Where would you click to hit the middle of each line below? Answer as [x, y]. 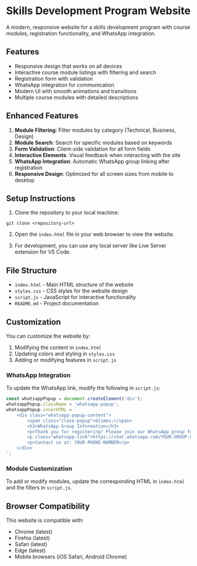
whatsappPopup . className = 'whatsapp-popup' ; [62, 404]
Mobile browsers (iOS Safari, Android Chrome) [71, 557]
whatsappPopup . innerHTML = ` [42, 410]
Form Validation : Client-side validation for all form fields [82, 149]
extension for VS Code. [43, 252]
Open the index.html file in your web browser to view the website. [94, 234]
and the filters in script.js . [39, 488]
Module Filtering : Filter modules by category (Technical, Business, [95, 130]
